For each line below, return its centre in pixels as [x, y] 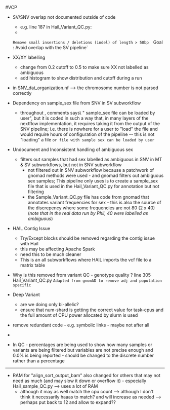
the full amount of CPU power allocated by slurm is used [79, 315]
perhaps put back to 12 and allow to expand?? [68, 402]
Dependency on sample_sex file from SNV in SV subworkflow [77, 103]
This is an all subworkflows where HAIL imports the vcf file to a [86, 260]
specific [22, 285]
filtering [36, 192]
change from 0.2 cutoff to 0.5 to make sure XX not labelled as [84, 67]
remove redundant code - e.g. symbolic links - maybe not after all [81, 325]
